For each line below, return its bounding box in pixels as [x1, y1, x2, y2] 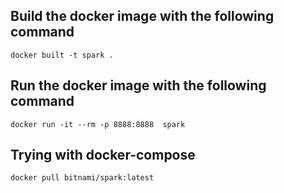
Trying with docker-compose [10, 147, 196, 164]
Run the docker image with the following [10, 77, 267, 94]
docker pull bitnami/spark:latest [10, 173, 155, 183]
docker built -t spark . [10, 50, 114, 60]
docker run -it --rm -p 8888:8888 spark [10, 119, 186, 129]
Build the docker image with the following [10, 8, 275, 25]
